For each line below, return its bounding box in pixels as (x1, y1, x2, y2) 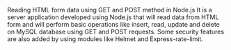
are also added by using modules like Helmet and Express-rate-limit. (7, 35, 204, 43)
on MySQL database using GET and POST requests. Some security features (7, 27, 225, 36)
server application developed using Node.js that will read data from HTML (7, 13, 219, 21)
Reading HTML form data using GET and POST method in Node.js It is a (7, 6, 212, 14)
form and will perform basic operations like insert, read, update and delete (7, 21, 221, 28)
